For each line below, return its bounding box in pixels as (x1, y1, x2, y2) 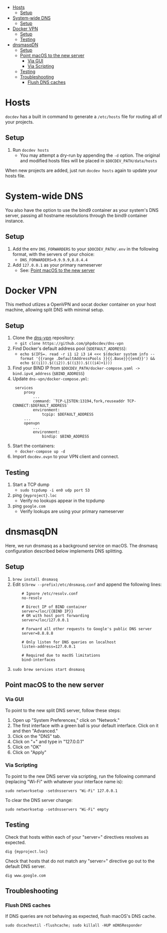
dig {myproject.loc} (5, 849, 49, 854)
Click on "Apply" (12, 749, 47, 755)
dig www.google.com (5, 873, 46, 878)
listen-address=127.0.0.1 (22, 644, 76, 649)
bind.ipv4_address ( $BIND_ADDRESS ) (12, 370, 85, 377)
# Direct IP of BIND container (22, 604, 87, 609)
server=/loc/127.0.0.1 (22, 617, 69, 623)
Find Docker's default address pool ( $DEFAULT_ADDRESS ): (12, 345, 127, 352)
